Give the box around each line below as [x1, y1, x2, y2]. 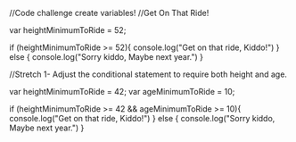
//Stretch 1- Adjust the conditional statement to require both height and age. [9, 69, 288, 79]
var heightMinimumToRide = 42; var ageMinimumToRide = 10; [9, 87, 235, 96]
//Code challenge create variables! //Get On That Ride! [9, 8, 210, 18]
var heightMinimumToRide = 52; [9, 25, 127, 35]
